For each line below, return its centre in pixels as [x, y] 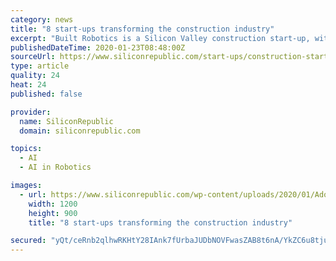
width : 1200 [53, 204]
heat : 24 [28, 85]
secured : [28, 241]
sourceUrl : [33, 57]
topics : [26, 149]
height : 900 [53, 213]
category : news [42, 19]
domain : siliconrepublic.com [80, 131]
